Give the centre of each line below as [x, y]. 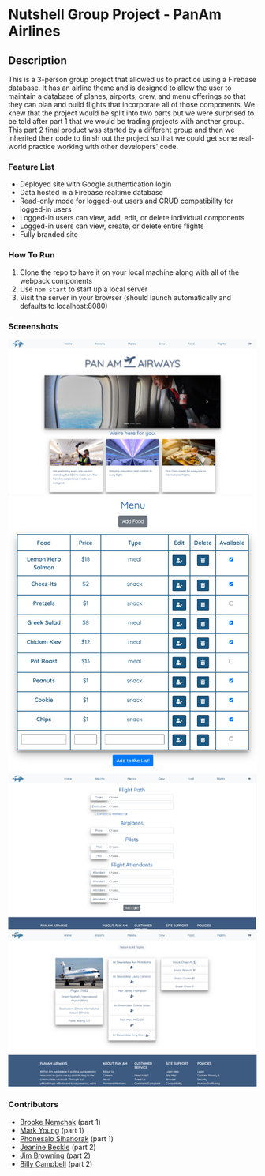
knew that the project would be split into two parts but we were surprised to [131, 113]
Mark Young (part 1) [52, 1130]
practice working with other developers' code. [103, 147]
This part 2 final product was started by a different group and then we [121, 130]
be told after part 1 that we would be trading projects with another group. [126, 121]
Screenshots [33, 326]
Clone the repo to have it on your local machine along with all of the [129, 272]
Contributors [34, 1105]
